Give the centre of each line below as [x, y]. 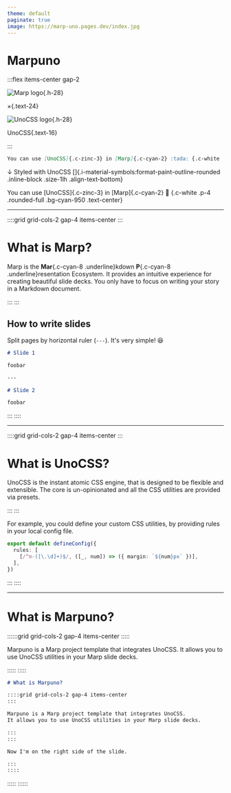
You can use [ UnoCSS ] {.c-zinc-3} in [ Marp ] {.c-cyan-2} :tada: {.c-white [113, 159]
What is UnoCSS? [58, 463]
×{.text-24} [23, 106]
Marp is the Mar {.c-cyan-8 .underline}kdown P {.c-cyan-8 [89, 267]
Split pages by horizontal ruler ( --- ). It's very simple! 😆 [85, 340]
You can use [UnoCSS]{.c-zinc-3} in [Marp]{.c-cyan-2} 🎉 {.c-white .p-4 [109, 193]
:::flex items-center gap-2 [43, 79]
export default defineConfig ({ [52, 544]
